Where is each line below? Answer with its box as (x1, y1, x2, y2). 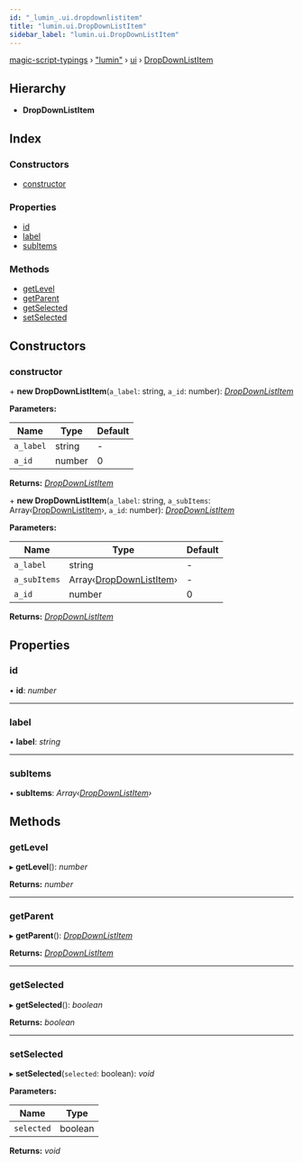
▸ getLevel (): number (9, 862, 88, 873)
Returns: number (9, 879, 74, 890)
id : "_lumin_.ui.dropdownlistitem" (9, 13, 143, 23)
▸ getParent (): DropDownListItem (9, 930, 133, 941)
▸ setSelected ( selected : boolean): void (9, 1068, 155, 1079)
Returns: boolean (9, 1016, 75, 1028)
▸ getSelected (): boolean (9, 999, 104, 1010)
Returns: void (9, 1146, 61, 1157)
